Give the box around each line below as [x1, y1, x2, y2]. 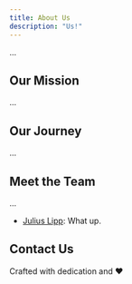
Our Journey [9, 123, 82, 139]
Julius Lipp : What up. [22, 215, 102, 226]
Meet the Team [9, 173, 96, 189]
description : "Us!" [9, 22, 83, 31]
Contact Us [9, 241, 74, 257]
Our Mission [9, 73, 80, 88]
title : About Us [9, 13, 71, 23]
